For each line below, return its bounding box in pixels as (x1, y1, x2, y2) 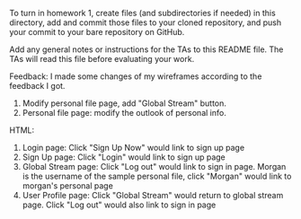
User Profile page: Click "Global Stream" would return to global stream (22, 190, 284, 200)
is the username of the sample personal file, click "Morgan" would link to (22, 171, 292, 181)
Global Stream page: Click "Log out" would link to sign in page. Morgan (22, 162, 287, 171)
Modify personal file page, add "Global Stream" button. (22, 98, 227, 109)
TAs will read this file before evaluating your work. (9, 54, 195, 64)
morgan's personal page (22, 180, 114, 191)
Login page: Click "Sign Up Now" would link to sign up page (22, 143, 245, 153)
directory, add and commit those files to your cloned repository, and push (9, 17, 281, 28)
